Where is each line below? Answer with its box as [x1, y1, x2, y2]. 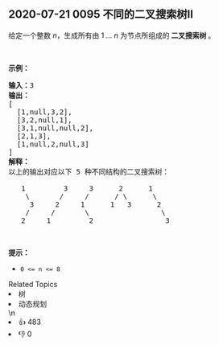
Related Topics [8, 279, 58, 289]
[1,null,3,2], [16, 107, 72, 117]
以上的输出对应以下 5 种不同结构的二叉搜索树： [8, 167, 170, 176]
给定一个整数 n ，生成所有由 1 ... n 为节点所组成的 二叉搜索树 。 [8, 31, 216, 40]
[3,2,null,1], [16, 115, 72, 125]
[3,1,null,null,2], [16, 123, 94, 133]
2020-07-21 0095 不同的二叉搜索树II [8, 7, 193, 22]
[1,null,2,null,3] [16, 139, 90, 149]
